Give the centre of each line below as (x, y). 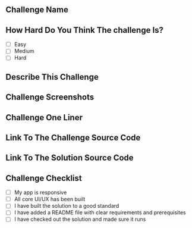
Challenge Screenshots (50, 97)
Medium (24, 51)
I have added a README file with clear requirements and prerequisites (100, 213)
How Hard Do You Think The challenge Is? (85, 30)
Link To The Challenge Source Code (73, 137)
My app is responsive (40, 192)
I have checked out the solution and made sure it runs (80, 219)
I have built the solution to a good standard (67, 206)
